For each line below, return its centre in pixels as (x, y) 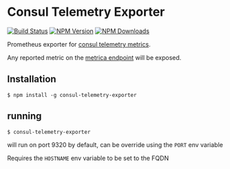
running (24, 116)
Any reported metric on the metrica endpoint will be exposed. (94, 57)
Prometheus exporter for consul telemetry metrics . (79, 44)
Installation (32, 79)
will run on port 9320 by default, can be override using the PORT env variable (115, 144)
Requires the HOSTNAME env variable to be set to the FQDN (88, 158)
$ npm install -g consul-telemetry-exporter (72, 95)
